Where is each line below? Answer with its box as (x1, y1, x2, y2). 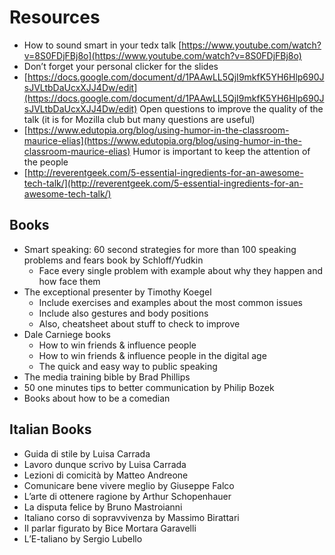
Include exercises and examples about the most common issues (38, 296, 303, 308)
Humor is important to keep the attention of (132, 145, 311, 157)
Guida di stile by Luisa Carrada (23, 447, 151, 460)
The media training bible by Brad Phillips (23, 371, 191, 383)
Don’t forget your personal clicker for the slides (23, 60, 219, 72)
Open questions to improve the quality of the (139, 102, 324, 115)
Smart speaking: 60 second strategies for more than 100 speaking (23, 243, 297, 255)
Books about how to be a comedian (23, 392, 171, 404)
